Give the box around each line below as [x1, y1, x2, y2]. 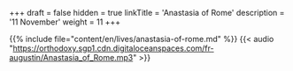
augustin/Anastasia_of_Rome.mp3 [9, 53, 134, 62]
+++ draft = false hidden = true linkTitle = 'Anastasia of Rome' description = [9, 8, 285, 18]
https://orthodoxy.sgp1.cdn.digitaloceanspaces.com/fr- [12, 43, 214, 53]
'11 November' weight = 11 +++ [9, 17, 121, 27]
